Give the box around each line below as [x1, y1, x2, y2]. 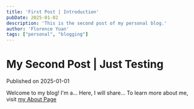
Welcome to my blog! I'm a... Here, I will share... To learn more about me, [6, 89, 189, 97]
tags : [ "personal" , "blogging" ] [6, 31, 88, 38]
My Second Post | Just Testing [6, 58, 164, 71]
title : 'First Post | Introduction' [6, 8, 99, 15]
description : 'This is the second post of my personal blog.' [6, 20, 167, 26]
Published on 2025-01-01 [6, 78, 70, 85]
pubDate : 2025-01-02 [6, 15, 59, 21]
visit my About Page [6, 96, 57, 103]
